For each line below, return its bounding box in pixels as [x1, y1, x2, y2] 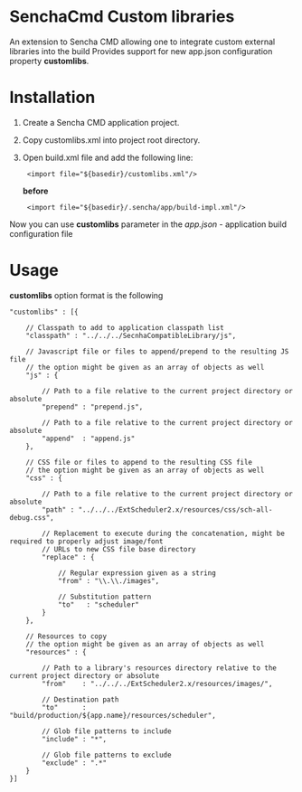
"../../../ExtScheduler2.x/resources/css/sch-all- [78, 504, 273, 514]
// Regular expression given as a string [57, 568, 217, 578]
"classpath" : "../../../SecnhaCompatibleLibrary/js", [25, 331, 237, 340]
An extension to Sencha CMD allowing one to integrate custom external [9, 36, 276, 47]
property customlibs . [9, 55, 90, 66]
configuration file [9, 228, 73, 239]
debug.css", [9, 513, 54, 522]
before [22, 185, 49, 196]
